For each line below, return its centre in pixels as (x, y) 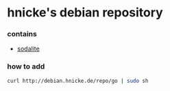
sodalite (28, 49)
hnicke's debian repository (85, 13)
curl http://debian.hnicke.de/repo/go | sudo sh (78, 81)
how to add (26, 66)
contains (22, 34)
